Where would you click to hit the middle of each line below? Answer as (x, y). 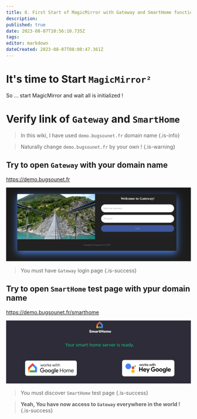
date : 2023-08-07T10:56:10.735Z (45, 31)
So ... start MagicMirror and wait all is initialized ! (64, 95)
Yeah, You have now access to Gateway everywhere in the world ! (100, 404)
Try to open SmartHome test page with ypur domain (98, 289)
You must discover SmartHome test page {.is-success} (84, 393)
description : (22, 18)
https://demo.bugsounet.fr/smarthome (53, 312)
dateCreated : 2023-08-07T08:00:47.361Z (55, 50)
